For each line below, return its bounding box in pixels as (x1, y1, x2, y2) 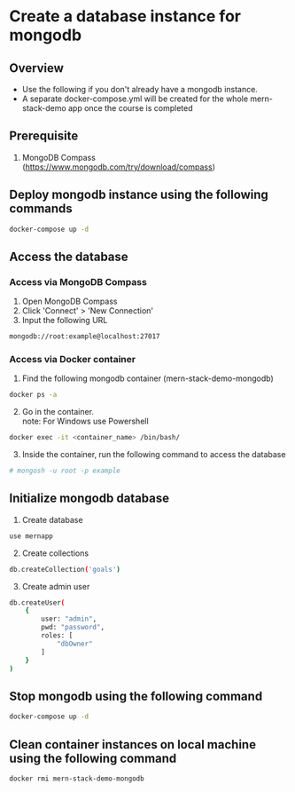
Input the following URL (21, 315, 108, 326)
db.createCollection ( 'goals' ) (9, 565, 121, 574)
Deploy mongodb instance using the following (9, 187, 268, 202)
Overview (9, 60, 65, 75)
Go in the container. (21, 407, 95, 417)
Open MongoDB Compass (21, 296, 118, 307)
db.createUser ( (9, 598, 66, 607)
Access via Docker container (9, 352, 136, 365)
